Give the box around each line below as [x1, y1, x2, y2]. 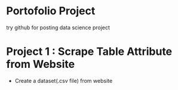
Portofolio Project [6, 4, 96, 18]
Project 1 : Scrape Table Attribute [6, 45, 173, 58]
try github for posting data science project [6, 24, 111, 31]
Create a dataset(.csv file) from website [14, 77, 113, 84]
